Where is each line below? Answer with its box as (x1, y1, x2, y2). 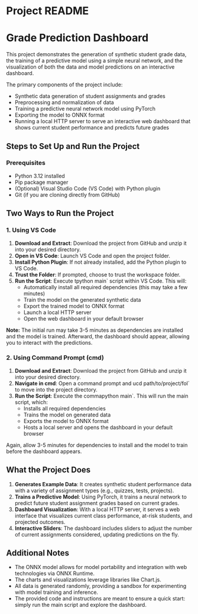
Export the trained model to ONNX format (23, 302, 125, 309)
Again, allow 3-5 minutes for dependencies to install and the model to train (6, 441, 188, 448)
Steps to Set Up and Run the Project (6, 141, 140, 151)
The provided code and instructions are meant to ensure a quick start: (14, 595, 186, 602)
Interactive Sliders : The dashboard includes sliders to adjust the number (14, 525, 193, 532)
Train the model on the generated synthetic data (23, 296, 141, 303)
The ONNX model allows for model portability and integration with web (14, 564, 187, 571)
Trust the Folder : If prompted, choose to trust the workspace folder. (14, 271, 181, 278)
